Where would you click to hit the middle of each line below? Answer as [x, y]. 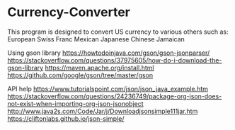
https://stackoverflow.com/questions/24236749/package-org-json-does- [115, 96]
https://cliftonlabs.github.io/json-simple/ [66, 118]
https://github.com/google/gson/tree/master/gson [80, 75]
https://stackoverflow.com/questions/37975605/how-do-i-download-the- [115, 60]
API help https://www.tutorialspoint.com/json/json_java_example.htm [108, 89]
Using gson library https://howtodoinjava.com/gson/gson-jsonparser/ [109, 53]
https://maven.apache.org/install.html [99, 67]
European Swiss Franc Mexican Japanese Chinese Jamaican [96, 39]
